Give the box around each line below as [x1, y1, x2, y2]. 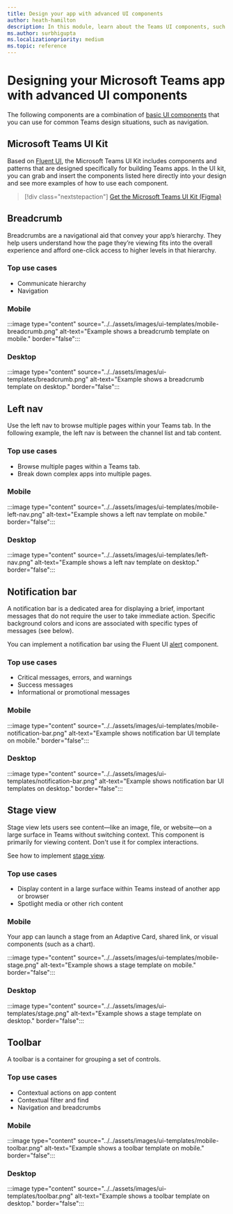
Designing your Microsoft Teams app [7, 73, 225, 89]
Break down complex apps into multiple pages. [17, 469, 152, 478]
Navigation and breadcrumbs [17, 1103, 102, 1111]
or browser [17, 892, 49, 900]
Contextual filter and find [17, 1095, 89, 1104]
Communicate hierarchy [17, 279, 87, 287]
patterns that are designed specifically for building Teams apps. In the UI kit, [7, 164, 226, 172]
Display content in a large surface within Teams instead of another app [17, 884, 220, 893]
